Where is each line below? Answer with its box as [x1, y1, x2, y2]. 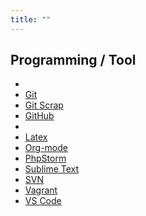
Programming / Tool [10, 52, 137, 69]
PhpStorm [24, 152, 67, 165]
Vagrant [24, 184, 58, 196]
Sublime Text [24, 163, 80, 175]
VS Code [24, 195, 62, 207]
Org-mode [24, 142, 68, 154]
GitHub [24, 110, 55, 122]
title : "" [10, 14, 52, 25]
